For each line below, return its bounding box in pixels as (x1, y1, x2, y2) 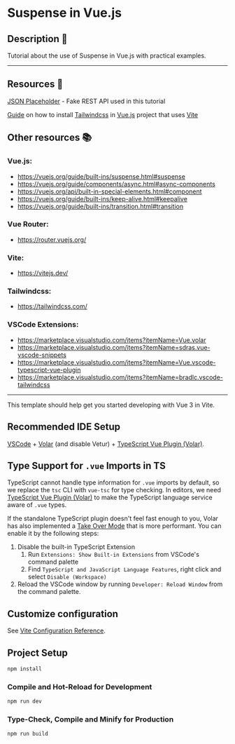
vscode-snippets (17, 351, 66, 359)
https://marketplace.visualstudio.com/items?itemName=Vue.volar (17, 335, 206, 344)
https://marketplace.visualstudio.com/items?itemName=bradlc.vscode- (17, 373, 224, 381)
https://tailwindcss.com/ (17, 302, 87, 311)
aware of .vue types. (7, 501, 67, 509)
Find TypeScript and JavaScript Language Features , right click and (27, 565, 222, 574)
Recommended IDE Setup (7, 421, 121, 433)
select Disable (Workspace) (27, 573, 107, 581)
